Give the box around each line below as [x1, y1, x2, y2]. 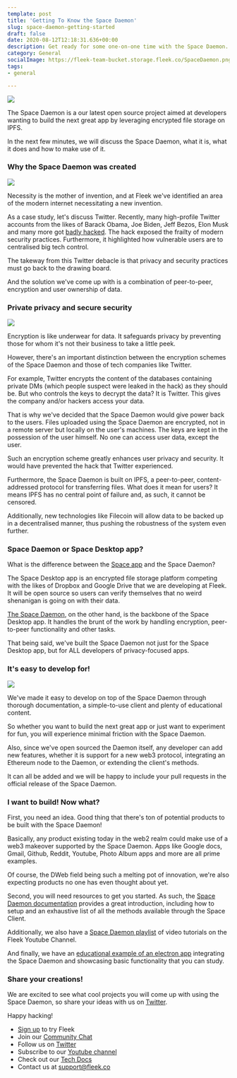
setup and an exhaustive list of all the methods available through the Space [7, 906, 226, 915]
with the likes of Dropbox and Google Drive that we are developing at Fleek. [7, 581, 227, 590]
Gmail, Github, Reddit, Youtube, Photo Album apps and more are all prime [7, 849, 221, 858]
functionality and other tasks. [30, 625, 116, 634]
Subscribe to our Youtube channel [17, 1048, 118, 1056]
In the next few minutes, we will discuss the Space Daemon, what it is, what [7, 137, 227, 146]
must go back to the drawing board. [7, 263, 111, 272]
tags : [7, 63, 23, 70]
